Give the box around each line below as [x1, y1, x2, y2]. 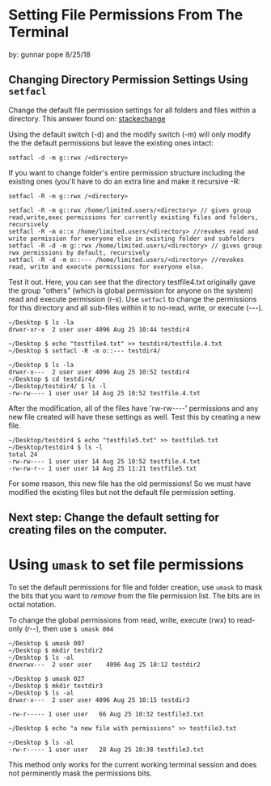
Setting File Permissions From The [8, 6, 243, 24]
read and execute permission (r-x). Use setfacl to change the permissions [8, 294, 257, 304]
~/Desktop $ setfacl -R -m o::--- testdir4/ [8, 346, 161, 355]
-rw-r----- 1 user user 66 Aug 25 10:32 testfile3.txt [8, 710, 205, 719]
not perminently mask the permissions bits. [8, 768, 152, 778]
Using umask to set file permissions [8, 556, 244, 574]
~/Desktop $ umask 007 [8, 640, 85, 648]
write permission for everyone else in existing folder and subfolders [8, 235, 255, 243]
